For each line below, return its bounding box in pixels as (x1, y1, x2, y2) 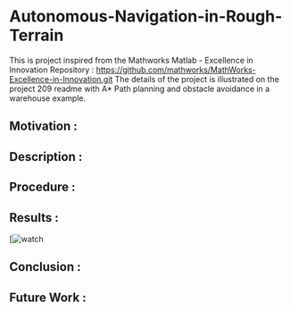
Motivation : (9, 119, 78, 134)
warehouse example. (9, 92, 87, 104)
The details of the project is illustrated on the (114, 73, 279, 84)
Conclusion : (9, 259, 81, 274)
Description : (9, 149, 83, 164)
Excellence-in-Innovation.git (9, 73, 113, 84)
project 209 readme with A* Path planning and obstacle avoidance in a (9, 83, 270, 94)
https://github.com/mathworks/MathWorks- (96, 64, 256, 75)
